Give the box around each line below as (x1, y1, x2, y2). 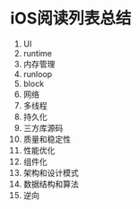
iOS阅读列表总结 (10, 8, 132, 29)
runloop (22, 68, 53, 79)
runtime (22, 48, 53, 58)
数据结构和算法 (22, 179, 79, 189)
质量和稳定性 (22, 134, 71, 144)
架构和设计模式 (22, 167, 79, 178)
